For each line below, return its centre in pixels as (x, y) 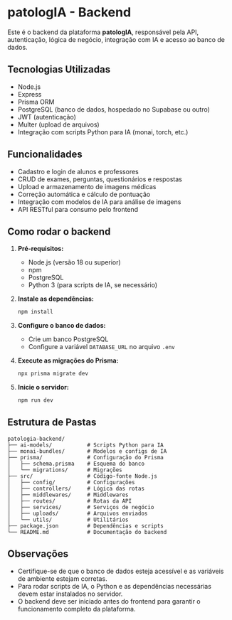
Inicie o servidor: (43, 387)
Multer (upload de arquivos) (58, 124)
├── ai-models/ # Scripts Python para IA (85, 445)
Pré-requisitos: (41, 249)
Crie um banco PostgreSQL (68, 339)
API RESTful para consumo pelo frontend (78, 209)
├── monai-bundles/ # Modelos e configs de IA (87, 451)
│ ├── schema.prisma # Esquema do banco (76, 464)
